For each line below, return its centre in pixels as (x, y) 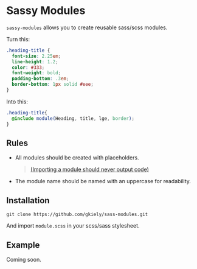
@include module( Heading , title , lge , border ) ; (73, 118)
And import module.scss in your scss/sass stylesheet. (73, 226)
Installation (28, 201)
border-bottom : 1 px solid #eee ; (53, 85)
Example (23, 245)
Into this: (17, 102)
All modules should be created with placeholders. (77, 158)
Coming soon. (24, 260)
